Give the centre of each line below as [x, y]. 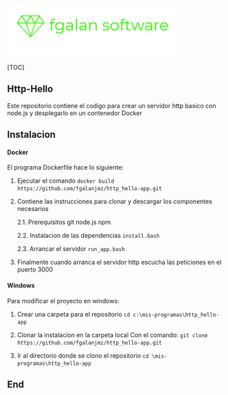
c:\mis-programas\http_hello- [176, 315]
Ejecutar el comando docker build [66, 181]
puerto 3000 [35, 270]
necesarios [33, 209]
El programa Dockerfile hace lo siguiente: [66, 168]
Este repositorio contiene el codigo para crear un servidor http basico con [112, 105]
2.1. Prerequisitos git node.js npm [64, 222]
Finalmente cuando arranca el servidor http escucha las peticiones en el [119, 262]
